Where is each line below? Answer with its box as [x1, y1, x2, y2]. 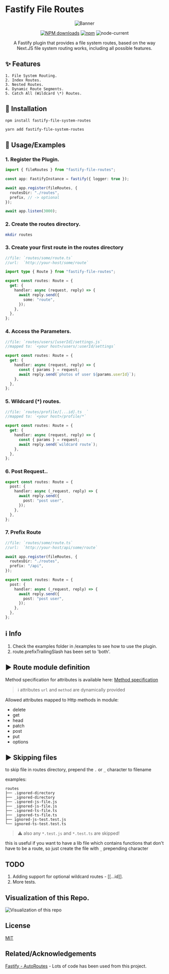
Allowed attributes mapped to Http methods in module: [5, 696, 119, 702]
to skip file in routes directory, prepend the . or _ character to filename [5, 767, 152, 773]
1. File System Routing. [5, 73, 57, 78]
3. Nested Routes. [5, 82, 44, 87]
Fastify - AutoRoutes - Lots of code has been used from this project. [5, 963, 147, 969]
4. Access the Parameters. [5, 328, 71, 335]
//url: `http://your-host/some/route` [5, 260, 89, 265]
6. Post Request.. [5, 468, 48, 475]
